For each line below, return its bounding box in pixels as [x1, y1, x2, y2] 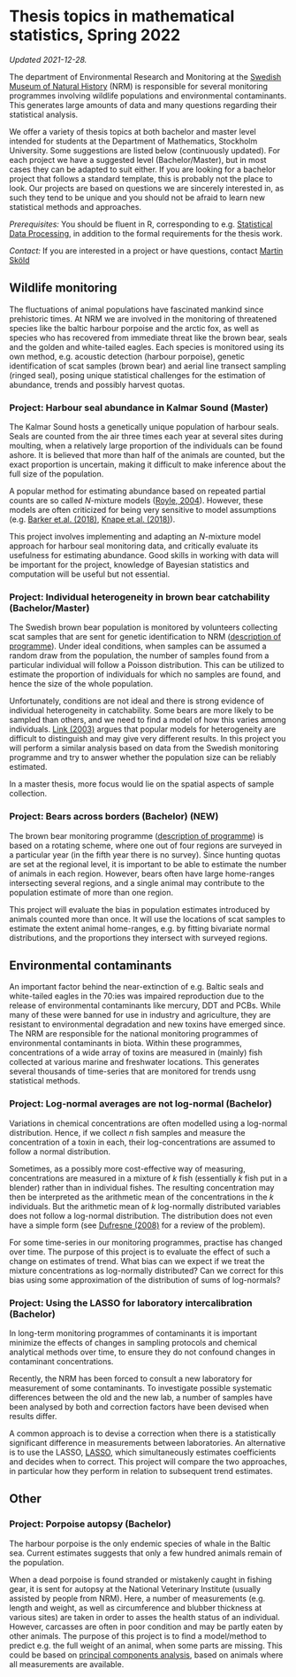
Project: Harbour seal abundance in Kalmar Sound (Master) [9, 401, 269, 414]
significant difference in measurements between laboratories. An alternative [9, 1438, 285, 1448]
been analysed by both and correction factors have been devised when [9, 1401, 269, 1412]
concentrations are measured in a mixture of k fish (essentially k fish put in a [9, 1172, 288, 1184]
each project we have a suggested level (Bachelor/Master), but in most [9, 154, 267, 165]
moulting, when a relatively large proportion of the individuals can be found [9, 440, 283, 451]
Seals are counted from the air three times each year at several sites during [9, 431, 284, 442]
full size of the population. [9, 469, 104, 479]
